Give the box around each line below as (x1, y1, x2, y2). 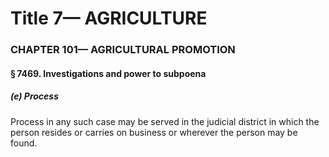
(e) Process (10, 90, 59, 102)
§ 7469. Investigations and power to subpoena (10, 67, 207, 79)
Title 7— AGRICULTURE (10, 7, 208, 30)
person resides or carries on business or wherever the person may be (10, 126, 298, 138)
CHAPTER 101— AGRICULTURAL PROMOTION (10, 43, 236, 57)
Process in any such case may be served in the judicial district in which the (10, 115, 320, 127)
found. (10, 137, 38, 149)
